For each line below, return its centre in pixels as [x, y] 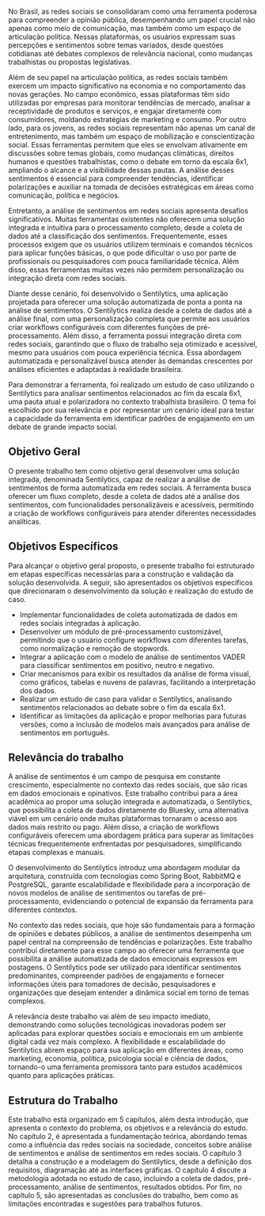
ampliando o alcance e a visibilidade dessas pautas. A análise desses [121, 170]
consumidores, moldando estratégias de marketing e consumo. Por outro [127, 119]
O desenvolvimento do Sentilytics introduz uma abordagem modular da [124, 868]
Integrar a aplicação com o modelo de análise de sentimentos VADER [132, 657]
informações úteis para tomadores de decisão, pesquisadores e [112, 984]
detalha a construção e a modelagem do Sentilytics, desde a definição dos [130, 1162]
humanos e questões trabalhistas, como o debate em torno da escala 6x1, [129, 161]
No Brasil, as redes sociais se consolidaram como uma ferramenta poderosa [132, 12]
